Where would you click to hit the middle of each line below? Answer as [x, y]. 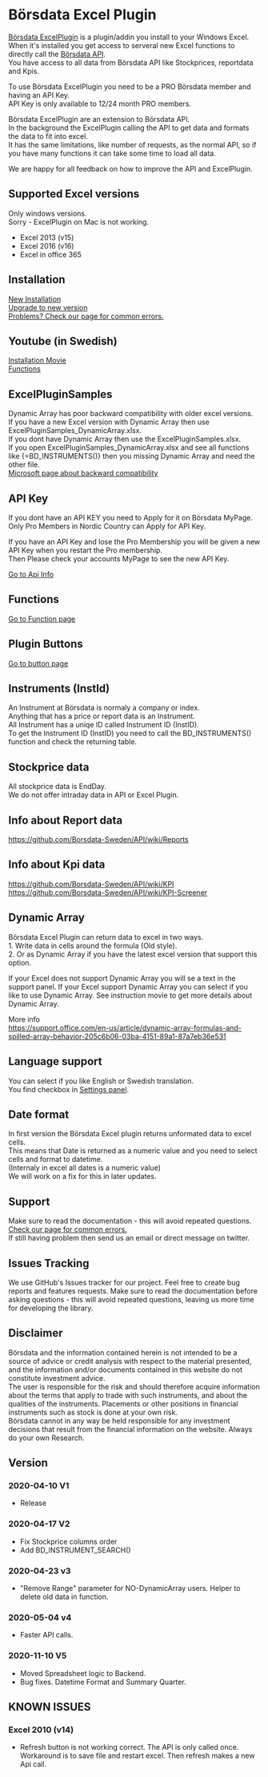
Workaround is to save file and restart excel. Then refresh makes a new [137, 1756]
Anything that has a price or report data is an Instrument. [102, 716]
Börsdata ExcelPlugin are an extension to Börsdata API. [99, 119]
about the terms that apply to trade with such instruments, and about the [128, 1395]
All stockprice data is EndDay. [57, 787]
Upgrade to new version [48, 307]
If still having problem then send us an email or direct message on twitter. [129, 1238]
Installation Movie [37, 360]
